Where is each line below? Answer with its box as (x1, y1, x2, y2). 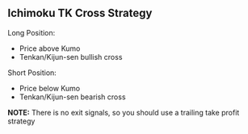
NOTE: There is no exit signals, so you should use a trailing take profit (7, 107, 240, 117)
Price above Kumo (19, 44, 81, 53)
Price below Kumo (19, 83, 81, 93)
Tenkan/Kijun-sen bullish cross (19, 52, 123, 61)
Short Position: (7, 68, 57, 77)
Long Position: (7, 27, 56, 37)
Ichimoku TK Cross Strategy (7, 6, 153, 20)
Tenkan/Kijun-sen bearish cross (19, 92, 126, 102)
